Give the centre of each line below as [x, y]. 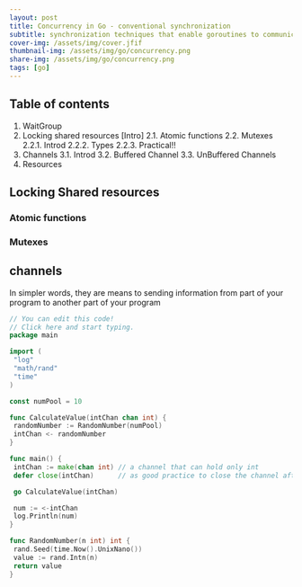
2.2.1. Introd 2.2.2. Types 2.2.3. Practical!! [99, 145]
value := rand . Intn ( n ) [56, 557]
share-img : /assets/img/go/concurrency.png [92, 59]
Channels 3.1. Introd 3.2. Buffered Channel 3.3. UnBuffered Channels [149, 155]
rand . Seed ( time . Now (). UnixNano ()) [78, 549]
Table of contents [59, 104]
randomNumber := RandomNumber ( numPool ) [88, 426]
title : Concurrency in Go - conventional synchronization [120, 26]
